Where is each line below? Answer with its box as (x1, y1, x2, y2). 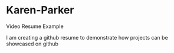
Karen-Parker (6, 3, 74, 17)
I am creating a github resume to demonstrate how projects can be (6, 34, 168, 41)
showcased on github (6, 40, 59, 47)
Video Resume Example (6, 23, 64, 30)
